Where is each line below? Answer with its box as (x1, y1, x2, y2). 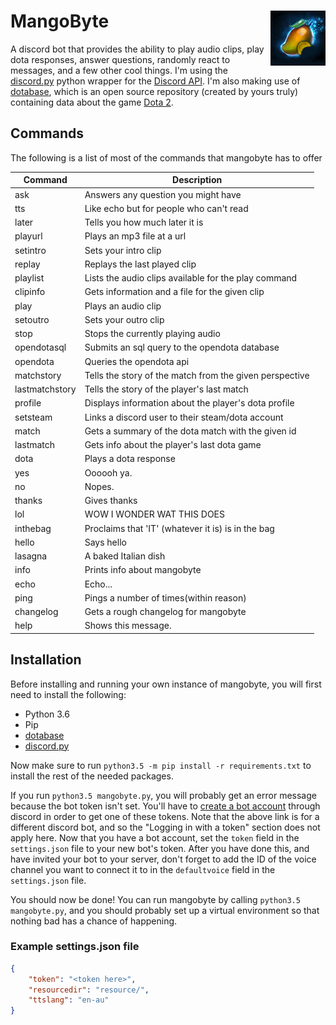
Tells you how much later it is (84, 216, 204, 228)
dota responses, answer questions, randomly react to (10, 53, 231, 65)
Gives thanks (84, 495, 138, 506)
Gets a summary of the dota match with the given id (84, 425, 297, 437)
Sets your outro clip (84, 313, 165, 325)
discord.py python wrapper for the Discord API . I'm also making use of (10, 75, 301, 87)
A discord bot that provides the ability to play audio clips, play (10, 43, 265, 55)
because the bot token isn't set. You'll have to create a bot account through (10, 800, 321, 812)
